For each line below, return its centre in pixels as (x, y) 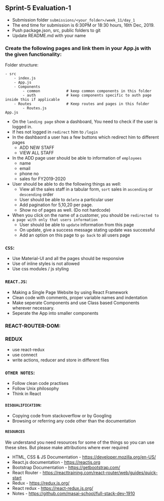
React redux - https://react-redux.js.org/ (53, 488)
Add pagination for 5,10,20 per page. (56, 205)
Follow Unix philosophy (36, 388)
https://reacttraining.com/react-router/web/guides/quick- (100, 473)
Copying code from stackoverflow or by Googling (62, 416)
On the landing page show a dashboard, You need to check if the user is (85, 121)
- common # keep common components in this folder (87, 91)
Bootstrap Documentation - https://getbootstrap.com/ (66, 467)
